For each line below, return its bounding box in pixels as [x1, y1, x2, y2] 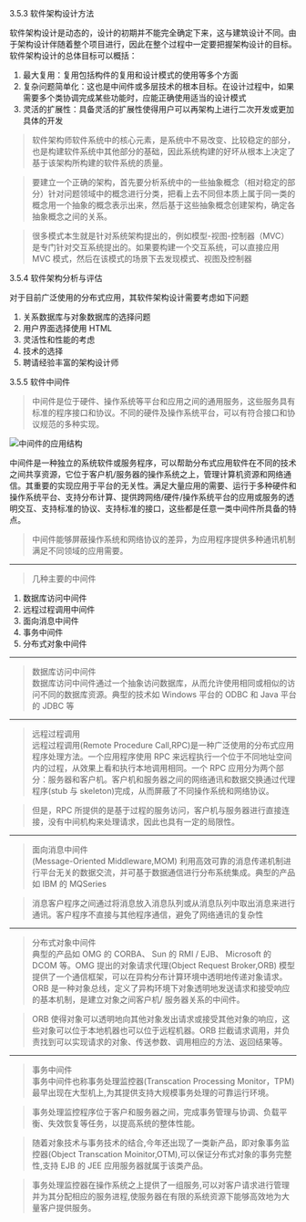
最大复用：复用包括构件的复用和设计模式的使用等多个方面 [22, 69, 239, 80]
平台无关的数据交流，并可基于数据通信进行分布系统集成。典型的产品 [39, 867, 296, 878]
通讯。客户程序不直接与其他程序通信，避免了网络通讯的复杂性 [31, 909, 264, 920]
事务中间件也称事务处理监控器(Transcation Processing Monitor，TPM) [31, 1076, 295, 1086]
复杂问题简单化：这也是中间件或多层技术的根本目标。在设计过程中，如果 [22, 81, 294, 91]
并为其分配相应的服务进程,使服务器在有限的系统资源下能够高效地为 [31, 1191, 282, 1202]
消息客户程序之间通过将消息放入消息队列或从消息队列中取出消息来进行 [31, 898, 296, 908]
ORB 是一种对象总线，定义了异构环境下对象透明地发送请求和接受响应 [31, 983, 291, 993]
